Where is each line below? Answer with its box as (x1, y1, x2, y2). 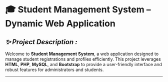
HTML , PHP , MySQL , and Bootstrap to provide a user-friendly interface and (5, 62, 162, 67)
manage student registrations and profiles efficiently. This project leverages (5, 56, 161, 62)
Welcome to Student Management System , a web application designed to (5, 51, 159, 57)
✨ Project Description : (5, 38, 77, 46)
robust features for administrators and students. (5, 67, 104, 73)
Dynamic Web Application (5, 18, 116, 29)
